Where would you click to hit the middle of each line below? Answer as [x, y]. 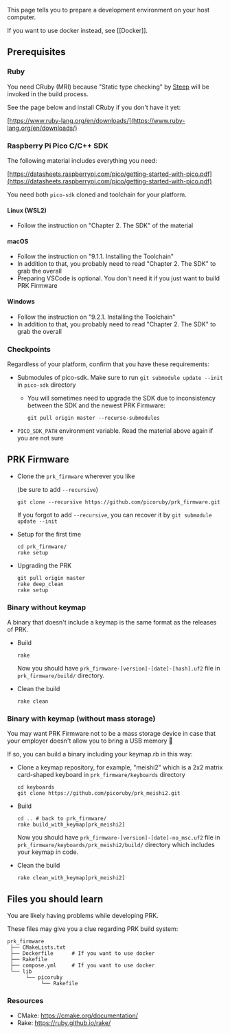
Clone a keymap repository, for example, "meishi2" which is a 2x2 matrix [120, 767]
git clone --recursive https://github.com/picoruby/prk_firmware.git [119, 502]
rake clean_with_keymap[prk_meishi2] [71, 878]
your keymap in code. [48, 852]
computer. [22, 17]
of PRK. [18, 629]
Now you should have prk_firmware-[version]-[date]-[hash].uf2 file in [118, 668]
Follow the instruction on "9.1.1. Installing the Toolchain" [95, 256]
